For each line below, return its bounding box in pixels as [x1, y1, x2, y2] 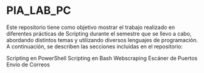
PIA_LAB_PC [6, 4, 71, 17]
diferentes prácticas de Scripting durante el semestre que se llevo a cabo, [6, 30, 192, 37]
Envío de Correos [6, 61, 50, 68]
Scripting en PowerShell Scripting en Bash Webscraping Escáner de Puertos [6, 54, 198, 62]
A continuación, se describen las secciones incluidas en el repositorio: [6, 43, 183, 50]
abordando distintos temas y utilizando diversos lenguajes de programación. [6, 36, 199, 43]
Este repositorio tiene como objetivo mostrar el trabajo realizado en [6, 24, 175, 31]
